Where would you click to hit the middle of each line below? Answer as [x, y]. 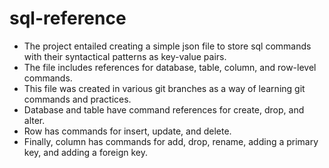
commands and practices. [77, 99]
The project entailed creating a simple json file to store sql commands [167, 46]
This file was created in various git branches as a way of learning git [164, 88]
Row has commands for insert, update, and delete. [127, 131]
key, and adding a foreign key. [86, 152]
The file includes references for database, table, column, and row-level [170, 67]
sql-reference [68, 18]
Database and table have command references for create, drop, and [164, 109]
